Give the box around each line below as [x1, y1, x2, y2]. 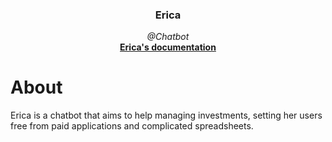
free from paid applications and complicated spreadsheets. [10, 120, 254, 132]
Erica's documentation [119, 41, 217, 53]
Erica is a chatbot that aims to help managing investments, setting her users [10, 109, 323, 122]
